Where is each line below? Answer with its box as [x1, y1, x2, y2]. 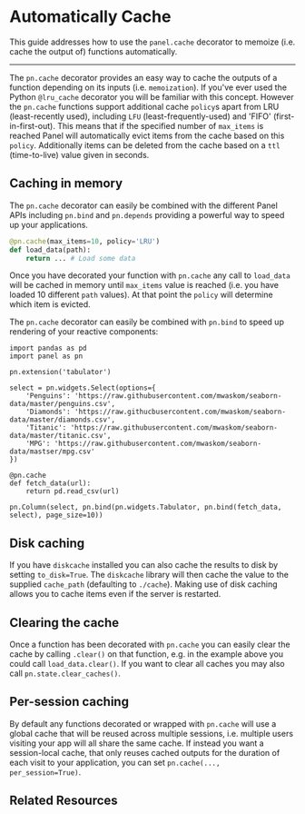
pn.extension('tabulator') [9, 368, 112, 377]
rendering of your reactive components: [9, 326, 159, 337]
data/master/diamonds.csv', [9, 415, 116, 424]
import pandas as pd [9, 343, 88, 353]
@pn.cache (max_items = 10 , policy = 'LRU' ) [9, 236, 161, 246]
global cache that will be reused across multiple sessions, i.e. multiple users [9, 728, 293, 739]
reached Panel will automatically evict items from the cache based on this [9, 130, 285, 141]
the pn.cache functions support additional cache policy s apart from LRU [9, 101, 280, 112]
